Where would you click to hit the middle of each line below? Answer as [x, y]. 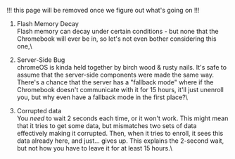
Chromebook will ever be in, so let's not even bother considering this [116, 39]
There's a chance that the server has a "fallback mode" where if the [115, 82]
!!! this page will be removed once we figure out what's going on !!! [103, 10]
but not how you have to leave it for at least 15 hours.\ [95, 148]
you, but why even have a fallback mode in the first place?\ [102, 97]
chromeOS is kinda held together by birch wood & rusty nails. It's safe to [121, 67]
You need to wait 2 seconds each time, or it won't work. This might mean [122, 118]
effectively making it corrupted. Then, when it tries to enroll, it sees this [120, 133]
